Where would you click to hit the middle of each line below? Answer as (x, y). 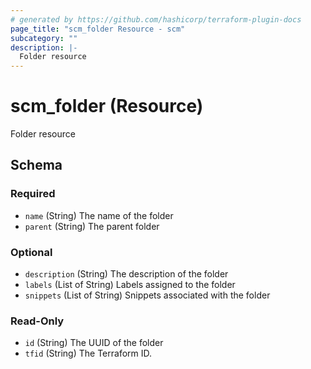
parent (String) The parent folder (92, 226)
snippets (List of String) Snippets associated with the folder (147, 295)
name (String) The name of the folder (99, 215)
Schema (36, 165)
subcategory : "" (44, 38)
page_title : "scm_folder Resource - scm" (98, 29)
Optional (31, 252)
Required (33, 194)
